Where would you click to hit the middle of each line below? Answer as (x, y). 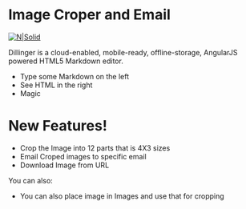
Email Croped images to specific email (83, 156)
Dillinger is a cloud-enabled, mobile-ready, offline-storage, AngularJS (123, 52)
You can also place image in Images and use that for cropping (122, 196)
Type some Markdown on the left (75, 76)
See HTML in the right (56, 85)
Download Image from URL (65, 165)
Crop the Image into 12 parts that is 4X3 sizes (95, 148)
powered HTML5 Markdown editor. (66, 61)
